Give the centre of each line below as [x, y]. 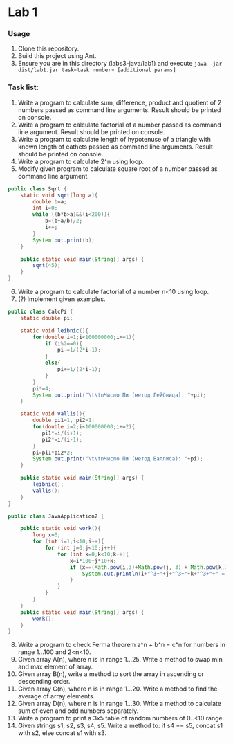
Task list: [24, 87]
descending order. [44, 682]
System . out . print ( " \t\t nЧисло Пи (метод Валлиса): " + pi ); [118, 459]
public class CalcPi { [40, 312]
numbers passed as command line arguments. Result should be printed [119, 110]
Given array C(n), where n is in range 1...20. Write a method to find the [118, 689]
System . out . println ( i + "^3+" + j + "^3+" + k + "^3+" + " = [153, 574]
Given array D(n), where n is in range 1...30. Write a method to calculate [120, 704]
